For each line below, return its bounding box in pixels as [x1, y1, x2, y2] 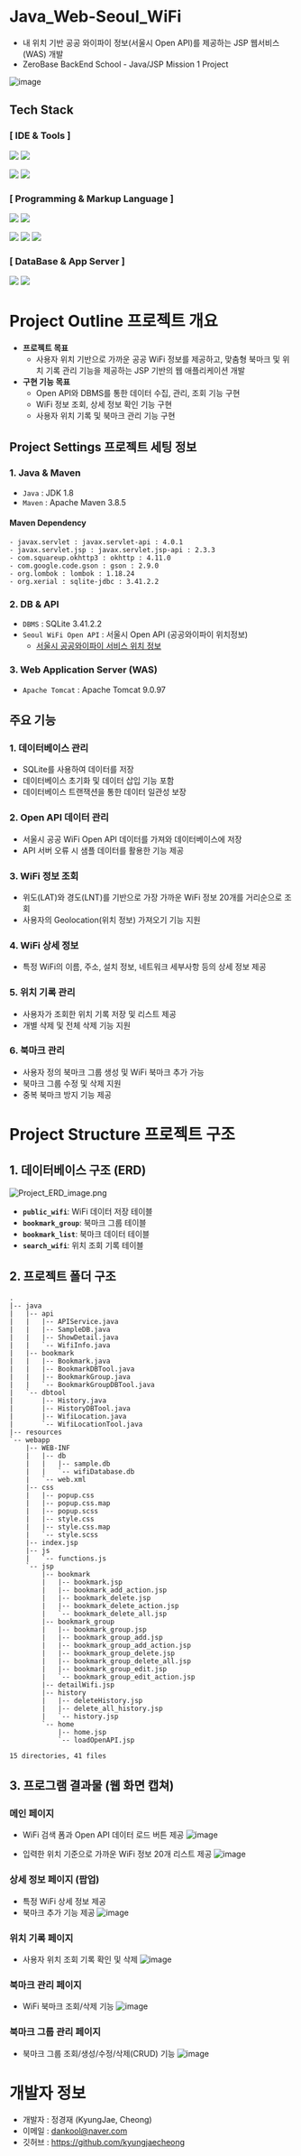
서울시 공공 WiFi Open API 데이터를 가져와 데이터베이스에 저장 [22, 833, 242, 845]
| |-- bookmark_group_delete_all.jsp [41, 1656, 192, 1666]
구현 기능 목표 [22, 376, 70, 387]
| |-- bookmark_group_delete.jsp [41, 1649, 176, 1658]
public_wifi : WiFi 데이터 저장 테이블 [22, 1206, 153, 1217]
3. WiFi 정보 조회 [9, 869, 79, 882]
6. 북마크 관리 [9, 1044, 66, 1057]
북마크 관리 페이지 [9, 1978, 83, 1991]
